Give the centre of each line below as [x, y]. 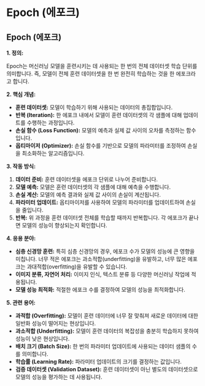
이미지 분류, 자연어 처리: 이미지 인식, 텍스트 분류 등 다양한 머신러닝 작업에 [102, 274]
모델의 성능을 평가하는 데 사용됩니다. [59, 377]
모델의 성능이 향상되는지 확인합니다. [64, 225]
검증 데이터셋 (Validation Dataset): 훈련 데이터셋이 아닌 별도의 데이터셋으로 [106, 369]
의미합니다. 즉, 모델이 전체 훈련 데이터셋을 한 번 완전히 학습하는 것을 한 [91, 74]
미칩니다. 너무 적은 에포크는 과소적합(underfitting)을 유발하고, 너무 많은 [101, 259]
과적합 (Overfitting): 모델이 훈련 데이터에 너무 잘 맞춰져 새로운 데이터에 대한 [106, 316]
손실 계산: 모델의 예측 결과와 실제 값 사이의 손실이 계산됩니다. [88, 195]
